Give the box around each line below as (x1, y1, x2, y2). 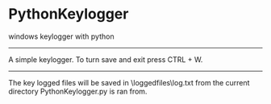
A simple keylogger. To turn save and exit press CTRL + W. (8, 54, 203, 64)
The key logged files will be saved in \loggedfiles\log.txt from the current (8, 77, 250, 87)
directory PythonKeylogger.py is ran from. (8, 86, 148, 96)
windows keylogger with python (8, 31, 115, 41)
